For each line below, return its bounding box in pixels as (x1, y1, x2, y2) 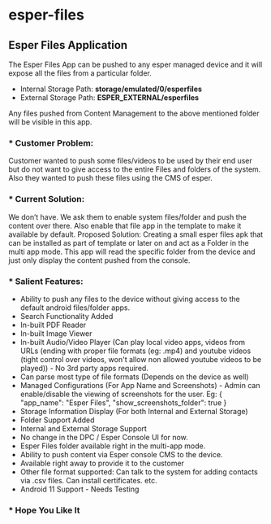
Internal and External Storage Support (19, 423, 148, 433)
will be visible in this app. (8, 117, 92, 127)
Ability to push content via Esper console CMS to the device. (19, 449, 223, 459)
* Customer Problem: (8, 137, 94, 148)
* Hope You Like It (8, 504, 80, 516)
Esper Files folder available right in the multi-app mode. (19, 441, 206, 451)
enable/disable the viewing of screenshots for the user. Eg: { (19, 389, 223, 399)
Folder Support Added (19, 415, 95, 425)
